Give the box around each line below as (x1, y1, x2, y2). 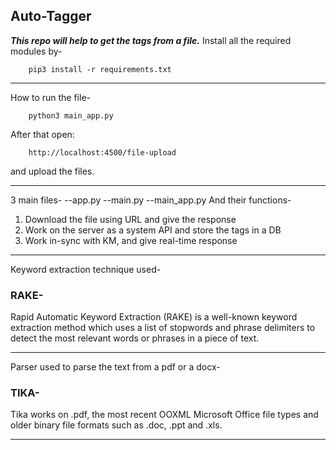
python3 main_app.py (28, 110, 114, 121)
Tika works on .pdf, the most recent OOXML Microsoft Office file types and (10, 409, 319, 421)
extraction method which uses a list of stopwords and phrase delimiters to (10, 322, 316, 334)
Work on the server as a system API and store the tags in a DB (24, 224, 282, 236)
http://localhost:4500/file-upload (28, 147, 177, 158)
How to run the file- (10, 91, 91, 103)
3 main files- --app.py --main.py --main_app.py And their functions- (10, 194, 292, 206)
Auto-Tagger (10, 8, 92, 25)
